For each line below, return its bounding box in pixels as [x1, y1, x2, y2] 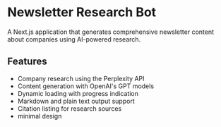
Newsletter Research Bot [7, 4, 157, 20]
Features [7, 56, 47, 68]
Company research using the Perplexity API [17, 74, 145, 83]
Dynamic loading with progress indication [17, 89, 139, 97]
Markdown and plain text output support [17, 97, 136, 105]
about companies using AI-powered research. [7, 35, 141, 43]
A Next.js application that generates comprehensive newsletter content [7, 28, 214, 36]
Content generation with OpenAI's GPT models [17, 82, 154, 90]
